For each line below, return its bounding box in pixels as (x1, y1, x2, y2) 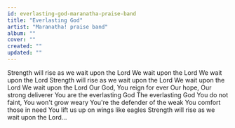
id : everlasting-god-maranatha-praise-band (7, 10, 137, 17)
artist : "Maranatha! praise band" (7, 23, 109, 30)
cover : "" (7, 36, 36, 43)
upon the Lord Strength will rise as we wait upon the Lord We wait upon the (7, 76, 225, 84)
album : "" (7, 29, 36, 37)
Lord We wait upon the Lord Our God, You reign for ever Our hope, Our (7, 83, 212, 92)
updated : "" (7, 50, 42, 57)
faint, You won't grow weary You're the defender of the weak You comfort (7, 98, 221, 106)
